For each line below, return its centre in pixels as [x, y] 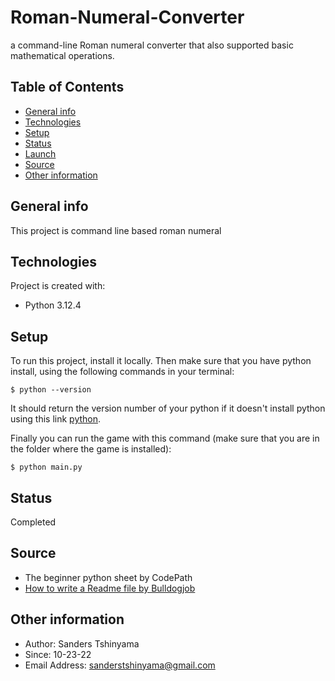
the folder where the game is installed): [91, 449]
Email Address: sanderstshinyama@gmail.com [120, 665]
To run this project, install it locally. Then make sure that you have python [161, 361]
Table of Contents [67, 87]
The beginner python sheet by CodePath [108, 577]
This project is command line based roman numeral [116, 230]
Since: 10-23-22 [58, 654]
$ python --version [51, 390]
